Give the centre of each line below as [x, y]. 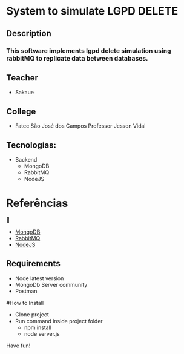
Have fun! [18, 346]
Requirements [33, 264]
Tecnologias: [31, 145]
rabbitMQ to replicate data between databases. [77, 58]
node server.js [42, 333]
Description [29, 34]
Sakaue [25, 93]
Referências [37, 203]
